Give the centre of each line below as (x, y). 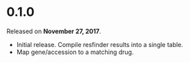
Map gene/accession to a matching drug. (75, 52)
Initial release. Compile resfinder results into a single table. (100, 44)
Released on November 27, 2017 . (54, 31)
